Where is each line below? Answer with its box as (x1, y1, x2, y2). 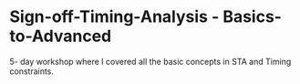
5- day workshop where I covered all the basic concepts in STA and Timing (9, 56, 292, 67)
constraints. (9, 66, 55, 77)
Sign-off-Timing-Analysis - (9, 6, 220, 27)
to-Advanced (9, 26, 112, 47)
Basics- (222, 6, 283, 27)
